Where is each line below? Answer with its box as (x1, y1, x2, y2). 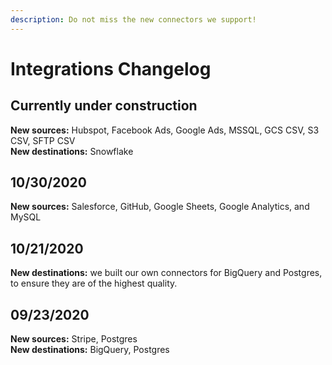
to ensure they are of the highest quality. (10, 277, 178, 290)
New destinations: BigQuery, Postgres (10, 344, 170, 356)
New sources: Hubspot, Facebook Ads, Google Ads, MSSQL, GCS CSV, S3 (10, 124, 320, 136)
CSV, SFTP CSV (10, 134, 76, 146)
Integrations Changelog (10, 57, 212, 80)
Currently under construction (10, 97, 198, 115)
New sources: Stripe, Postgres (10, 333, 138, 345)
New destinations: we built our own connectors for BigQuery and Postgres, (10, 267, 323, 279)
